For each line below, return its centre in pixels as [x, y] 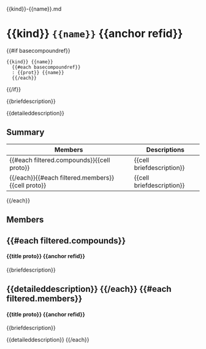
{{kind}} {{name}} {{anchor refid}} [95, 34]
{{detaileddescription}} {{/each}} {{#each [89, 289]
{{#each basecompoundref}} [46, 67]
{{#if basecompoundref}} [38, 50]
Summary [25, 132]
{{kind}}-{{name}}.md [34, 9]
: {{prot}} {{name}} [38, 72]
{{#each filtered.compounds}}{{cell [60, 160]
